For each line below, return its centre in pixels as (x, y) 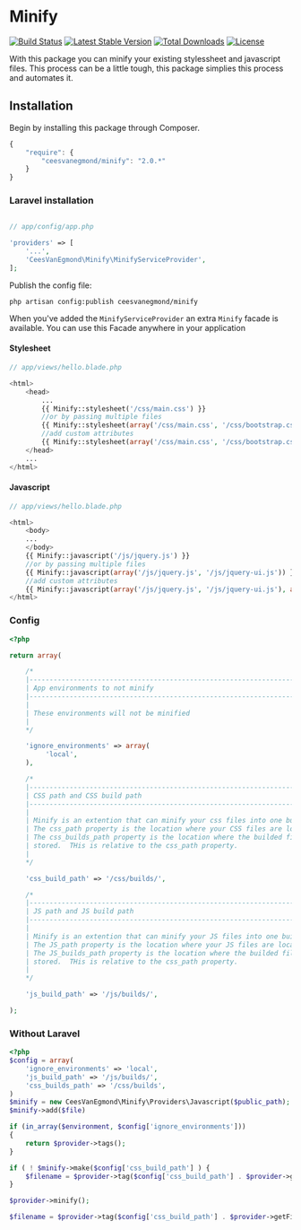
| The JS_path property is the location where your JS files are (150, 945)
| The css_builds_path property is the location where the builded (154, 837)
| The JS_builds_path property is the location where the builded (152, 953)
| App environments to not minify (90, 688)
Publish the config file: (51, 285)
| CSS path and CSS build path (84, 796)
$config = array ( (42, 1060)
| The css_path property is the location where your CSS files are (154, 829)
